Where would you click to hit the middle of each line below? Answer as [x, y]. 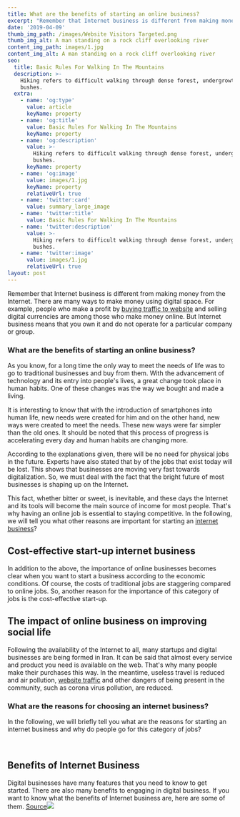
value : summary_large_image [68, 207]
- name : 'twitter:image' [57, 253]
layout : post [27, 273]
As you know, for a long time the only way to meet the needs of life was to [116, 366]
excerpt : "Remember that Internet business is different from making [113, 21]
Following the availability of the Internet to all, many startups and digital [112, 649]
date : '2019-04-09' [36, 27]
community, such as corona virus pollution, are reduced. [90, 688]
